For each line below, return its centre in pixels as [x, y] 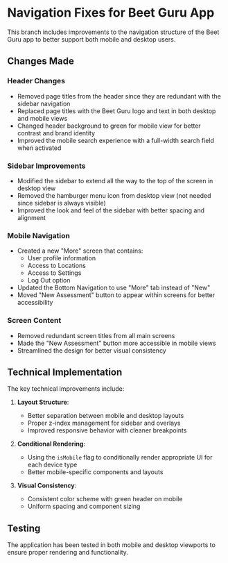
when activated [39, 148]
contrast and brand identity [56, 133]
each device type [52, 465]
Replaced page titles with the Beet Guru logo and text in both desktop [116, 111]
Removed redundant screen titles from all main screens [96, 335]
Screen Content [34, 321]
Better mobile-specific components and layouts [95, 472]
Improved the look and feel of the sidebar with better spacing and [111, 210]
